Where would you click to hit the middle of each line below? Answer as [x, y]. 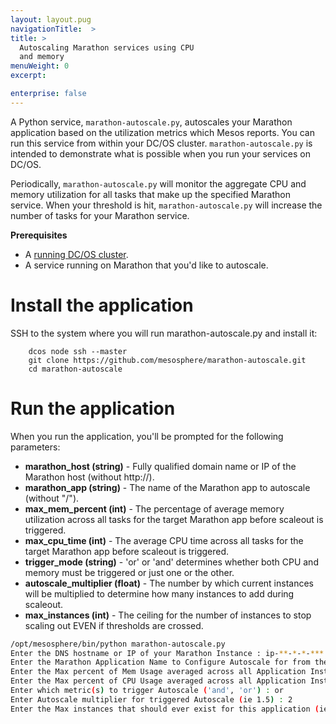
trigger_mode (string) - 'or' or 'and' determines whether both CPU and [171, 562]
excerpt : [28, 76]
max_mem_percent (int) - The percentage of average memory [154, 508]
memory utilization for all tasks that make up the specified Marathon [150, 194]
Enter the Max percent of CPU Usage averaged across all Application [158, 681]
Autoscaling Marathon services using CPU [107, 47]
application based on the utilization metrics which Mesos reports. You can [162, 132]
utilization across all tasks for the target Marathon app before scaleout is [174, 519]
